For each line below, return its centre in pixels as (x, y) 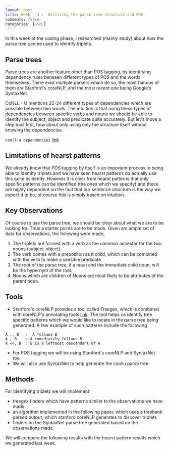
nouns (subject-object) (36, 249)
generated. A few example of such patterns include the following (80, 325)
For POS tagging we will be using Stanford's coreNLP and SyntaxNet (84, 352)
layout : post (19, 10)
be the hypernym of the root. (42, 270)
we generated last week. (31, 443)
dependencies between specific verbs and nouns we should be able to (79, 114)
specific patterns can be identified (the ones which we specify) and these (82, 184)
